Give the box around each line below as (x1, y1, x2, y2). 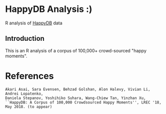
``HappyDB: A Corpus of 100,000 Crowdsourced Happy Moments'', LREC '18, (5, 100, 162, 105)
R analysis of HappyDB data (5, 20, 63, 26)
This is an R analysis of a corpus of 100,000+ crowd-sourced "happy (5, 47, 147, 53)
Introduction (5, 34, 45, 43)
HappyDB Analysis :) (5, 3, 93, 15)
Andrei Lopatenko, (5, 91, 43, 96)
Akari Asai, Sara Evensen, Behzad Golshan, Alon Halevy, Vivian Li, (5, 87, 151, 92)
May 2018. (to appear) (5, 104, 52, 109)
